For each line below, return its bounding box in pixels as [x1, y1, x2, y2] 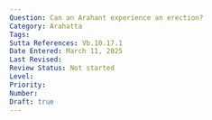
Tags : [9, 30, 30, 39]
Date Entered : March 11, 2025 [9, 47, 124, 56]
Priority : [9, 80, 47, 89]
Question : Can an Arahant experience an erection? [9, 13, 204, 23]
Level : [9, 72, 34, 81]
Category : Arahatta [9, 22, 83, 31]
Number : [9, 88, 39, 97]
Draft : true [9, 97, 54, 106]
